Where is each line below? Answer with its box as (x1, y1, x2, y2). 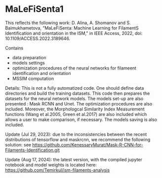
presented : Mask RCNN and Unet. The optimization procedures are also (5, 101, 153, 107)
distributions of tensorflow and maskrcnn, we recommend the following (5, 137, 151, 142)
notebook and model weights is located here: (5, 162, 97, 168)
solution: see (5, 142, 31, 147)
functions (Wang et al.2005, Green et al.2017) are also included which (5, 111, 147, 117)
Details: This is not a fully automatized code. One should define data (5, 85, 144, 91)
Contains (5, 45, 24, 51)
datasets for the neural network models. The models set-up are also (5, 95, 144, 102)
